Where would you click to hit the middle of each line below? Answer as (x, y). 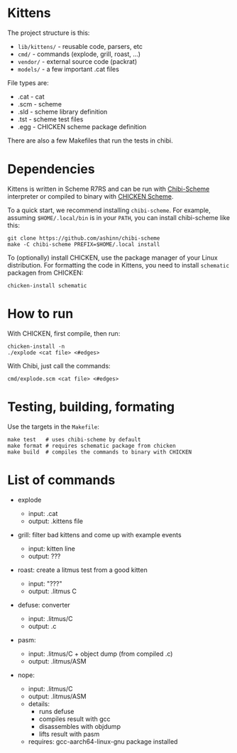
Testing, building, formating (91, 407)
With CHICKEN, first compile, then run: (64, 333)
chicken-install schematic (47, 285)
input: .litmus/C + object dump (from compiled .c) (100, 654)
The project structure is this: (49, 33)
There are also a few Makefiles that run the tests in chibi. (90, 141)
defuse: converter (44, 605)
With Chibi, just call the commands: (59, 365)
